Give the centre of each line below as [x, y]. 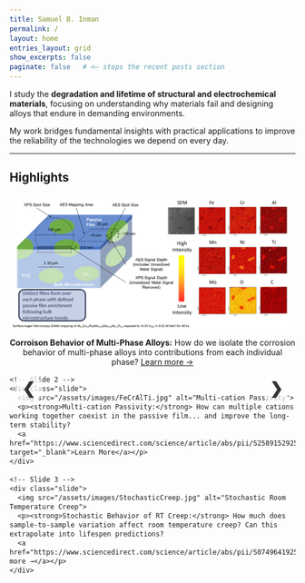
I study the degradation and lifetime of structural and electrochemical [143, 94]
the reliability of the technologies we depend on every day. [119, 140]
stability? [50, 425]
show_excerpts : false [50, 58]
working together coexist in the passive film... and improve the [138, 416]
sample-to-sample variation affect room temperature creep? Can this [144, 525]
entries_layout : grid [50, 48]
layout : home [34, 38]
